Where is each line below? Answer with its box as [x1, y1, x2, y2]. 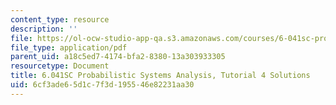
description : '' [10, 24, 78, 34]
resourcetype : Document [10, 61, 110, 71]
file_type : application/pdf [10, 42, 128, 53]
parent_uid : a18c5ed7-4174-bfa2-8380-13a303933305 [10, 52, 226, 62]
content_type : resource [10, 14, 110, 25]
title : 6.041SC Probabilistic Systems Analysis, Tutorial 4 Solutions [10, 71, 311, 81]
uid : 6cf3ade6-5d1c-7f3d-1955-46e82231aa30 [10, 80, 195, 90]
